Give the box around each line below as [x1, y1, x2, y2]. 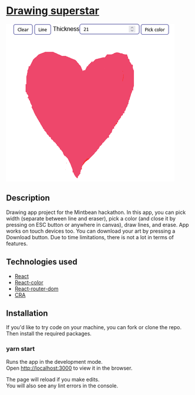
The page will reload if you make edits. [6, 376, 100, 383]
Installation [6, 308, 48, 318]
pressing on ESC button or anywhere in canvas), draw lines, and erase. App [6, 221, 189, 228]
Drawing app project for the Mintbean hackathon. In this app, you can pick [6, 209, 186, 216]
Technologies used [6, 257, 78, 267]
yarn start [6, 345, 35, 353]
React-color [14, 279, 43, 286]
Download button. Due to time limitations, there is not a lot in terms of [6, 233, 174, 240]
